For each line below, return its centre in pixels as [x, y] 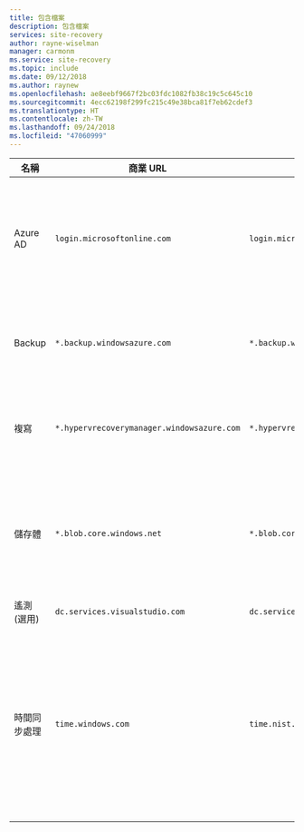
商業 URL [147, 168]
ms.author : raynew [44, 85]
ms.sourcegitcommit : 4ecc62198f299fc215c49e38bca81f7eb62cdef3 [131, 102]
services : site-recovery [56, 34]
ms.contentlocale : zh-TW [56, 119]
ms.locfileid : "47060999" [58, 136]
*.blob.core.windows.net [108, 533]
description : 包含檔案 [49, 26]
